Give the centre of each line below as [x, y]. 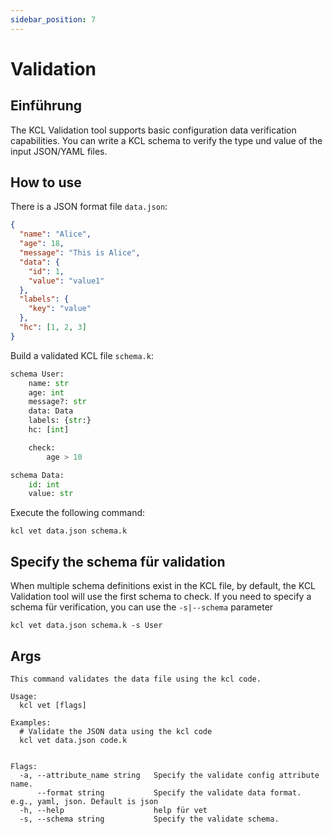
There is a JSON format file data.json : [89, 207]
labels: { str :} [60, 421]
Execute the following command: [78, 513]
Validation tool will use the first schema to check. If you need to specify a [161, 597]
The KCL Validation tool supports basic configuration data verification [153, 130]
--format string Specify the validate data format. [169, 792]
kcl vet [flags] [53, 705]
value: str [51, 494]
